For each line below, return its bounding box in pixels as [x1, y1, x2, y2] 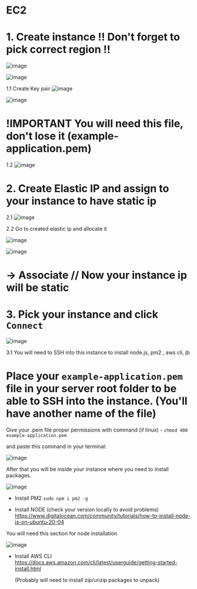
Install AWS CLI [14, 553, 52, 560]
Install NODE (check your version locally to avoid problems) [14, 506, 159, 513]
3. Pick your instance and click [6, 308, 159, 321]
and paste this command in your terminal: [6, 443, 107, 450]
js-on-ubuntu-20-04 [14, 519, 65, 526]
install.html [14, 565, 41, 573]
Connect [6, 321, 44, 332]
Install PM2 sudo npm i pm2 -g [14, 494, 88, 502]
